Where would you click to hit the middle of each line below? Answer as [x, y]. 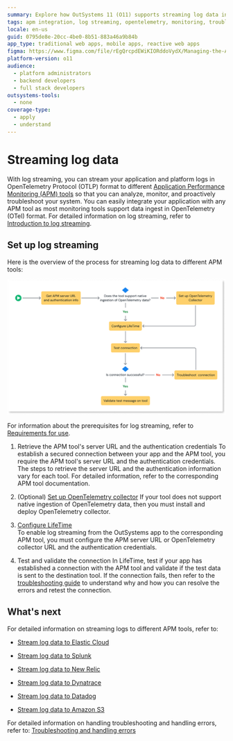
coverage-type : [29, 110]
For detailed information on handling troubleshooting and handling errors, [112, 723]
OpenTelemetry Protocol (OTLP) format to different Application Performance [116, 186]
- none [23, 103]
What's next [34, 612]
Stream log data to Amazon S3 [61, 709]
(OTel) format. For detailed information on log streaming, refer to [99, 216]
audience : [21, 66]
